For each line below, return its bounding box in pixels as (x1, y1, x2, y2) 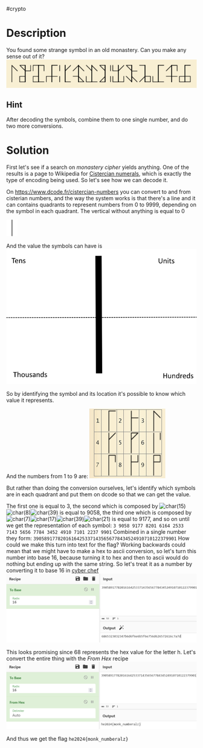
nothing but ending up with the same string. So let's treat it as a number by (6, 560, 192, 568)
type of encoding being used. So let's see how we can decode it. (6, 176, 168, 183)
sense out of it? (6, 53, 45, 60)
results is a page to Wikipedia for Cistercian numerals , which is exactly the (6, 169, 192, 177)
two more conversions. (6, 122, 63, 130)
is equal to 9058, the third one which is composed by (59, 509, 192, 516)
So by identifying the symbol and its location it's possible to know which (6, 390, 186, 398)
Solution (6, 143, 50, 157)
